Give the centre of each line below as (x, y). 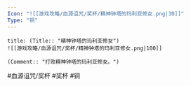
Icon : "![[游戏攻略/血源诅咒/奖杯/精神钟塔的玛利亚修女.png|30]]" (96, 14)
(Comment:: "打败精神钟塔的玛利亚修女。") (63, 62)
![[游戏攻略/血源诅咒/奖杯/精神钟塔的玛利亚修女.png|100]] (85, 48)
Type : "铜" (23, 20)
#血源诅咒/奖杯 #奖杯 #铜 (44, 76)
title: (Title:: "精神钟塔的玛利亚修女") (63, 41)
